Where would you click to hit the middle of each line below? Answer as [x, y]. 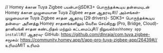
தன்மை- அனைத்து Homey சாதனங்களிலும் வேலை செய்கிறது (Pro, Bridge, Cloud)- [82, 23]
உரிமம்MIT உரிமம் [22, 45]
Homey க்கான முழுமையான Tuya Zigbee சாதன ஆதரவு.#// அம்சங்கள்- [73, 12]
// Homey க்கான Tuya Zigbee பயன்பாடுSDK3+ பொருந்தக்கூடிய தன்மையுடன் [77, 7]
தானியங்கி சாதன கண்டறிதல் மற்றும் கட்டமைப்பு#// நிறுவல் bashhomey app [73, 29]
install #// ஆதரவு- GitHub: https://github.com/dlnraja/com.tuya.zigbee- [78, 34]
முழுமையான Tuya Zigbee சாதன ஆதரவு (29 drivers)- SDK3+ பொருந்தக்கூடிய [80, 18]
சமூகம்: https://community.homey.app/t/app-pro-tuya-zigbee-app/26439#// [81, 40]
